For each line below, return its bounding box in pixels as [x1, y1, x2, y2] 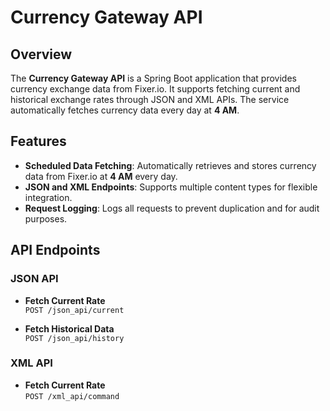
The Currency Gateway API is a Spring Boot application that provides [10, 72, 297, 84]
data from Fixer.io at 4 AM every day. [24, 170, 178, 182]
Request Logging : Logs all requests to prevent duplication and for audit [24, 202, 320, 214]
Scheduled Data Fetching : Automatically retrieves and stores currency [24, 159, 317, 171]
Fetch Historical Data [24, 322, 115, 335]
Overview [10, 46, 73, 63]
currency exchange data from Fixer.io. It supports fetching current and [10, 83, 301, 95]
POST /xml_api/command [24, 391, 120, 401]
